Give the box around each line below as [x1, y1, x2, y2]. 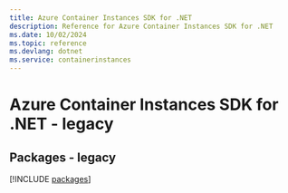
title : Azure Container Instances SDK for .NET [9, 13, 193, 23]
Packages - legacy [9, 150, 116, 165]
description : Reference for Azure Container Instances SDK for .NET [9, 22, 274, 31]
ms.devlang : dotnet [9, 47, 83, 56]
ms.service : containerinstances [9, 55, 131, 64]
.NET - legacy [9, 114, 114, 134]
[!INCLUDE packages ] [9, 174, 91, 184]
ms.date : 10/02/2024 [9, 30, 88, 39]
